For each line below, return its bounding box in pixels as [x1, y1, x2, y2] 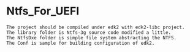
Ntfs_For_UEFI [6, 4, 80, 18]
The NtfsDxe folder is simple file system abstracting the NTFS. [6, 34, 177, 41]
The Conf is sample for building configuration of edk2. [6, 40, 155, 46]
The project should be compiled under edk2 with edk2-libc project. [6, 24, 185, 30]
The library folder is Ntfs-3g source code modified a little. [6, 29, 172, 36]
